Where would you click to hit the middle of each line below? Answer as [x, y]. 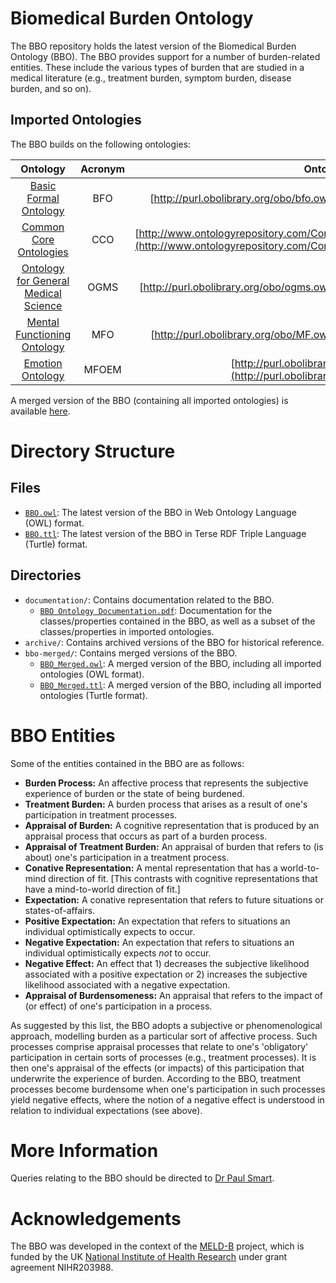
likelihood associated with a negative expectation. [127, 984]
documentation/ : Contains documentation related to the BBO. [149, 599]
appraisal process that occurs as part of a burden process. [146, 836]
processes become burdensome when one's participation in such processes [168, 1089]
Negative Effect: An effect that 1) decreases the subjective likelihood [167, 963]
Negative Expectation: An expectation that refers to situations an [159, 942]
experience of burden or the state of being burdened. [134, 793]
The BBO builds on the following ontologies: [101, 144]
